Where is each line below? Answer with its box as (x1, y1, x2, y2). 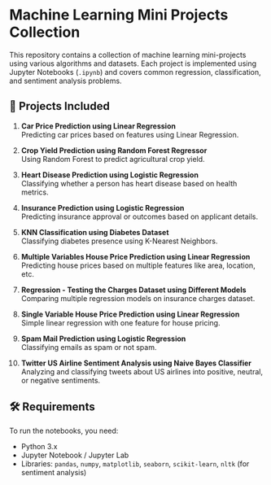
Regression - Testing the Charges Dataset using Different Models (20, 285, 247, 295)
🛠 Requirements (9, 400, 96, 414)
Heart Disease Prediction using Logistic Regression (20, 169, 199, 180)
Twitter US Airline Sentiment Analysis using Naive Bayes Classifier (20, 358, 251, 368)
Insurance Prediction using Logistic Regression (20, 203, 185, 212)
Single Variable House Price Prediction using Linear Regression (20, 309, 240, 319)
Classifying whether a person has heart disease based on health (20, 178, 238, 188)
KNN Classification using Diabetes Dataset (20, 227, 169, 237)
